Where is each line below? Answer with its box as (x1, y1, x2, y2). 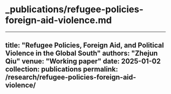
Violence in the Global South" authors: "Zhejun (5, 49, 158, 58)
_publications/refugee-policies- (5, 4, 144, 15)
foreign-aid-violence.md (5, 14, 112, 26)
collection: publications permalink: (5, 65, 119, 74)
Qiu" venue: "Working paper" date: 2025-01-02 (5, 57, 161, 66)
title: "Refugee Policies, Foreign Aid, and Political (5, 41, 164, 50)
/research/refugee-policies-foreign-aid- (5, 73, 136, 82)
